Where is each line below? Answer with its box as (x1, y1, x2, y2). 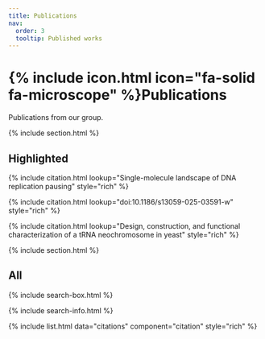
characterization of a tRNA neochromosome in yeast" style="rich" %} (8, 230, 239, 239)
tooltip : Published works (15, 34, 103, 43)
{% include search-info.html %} (8, 305, 114, 315)
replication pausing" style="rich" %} (8, 182, 129, 191)
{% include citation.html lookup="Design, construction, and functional (8, 221, 241, 230)
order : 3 (15, 27, 45, 35)
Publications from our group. (8, 113, 104, 122)
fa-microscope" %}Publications (8, 86, 227, 105)
